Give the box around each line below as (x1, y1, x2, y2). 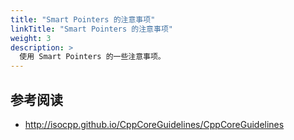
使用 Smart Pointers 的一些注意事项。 (19, 52, 166, 62)
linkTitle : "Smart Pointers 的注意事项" (10, 24, 173, 34)
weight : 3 (10, 33, 52, 43)
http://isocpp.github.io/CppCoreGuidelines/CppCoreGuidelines (24, 118, 285, 130)
